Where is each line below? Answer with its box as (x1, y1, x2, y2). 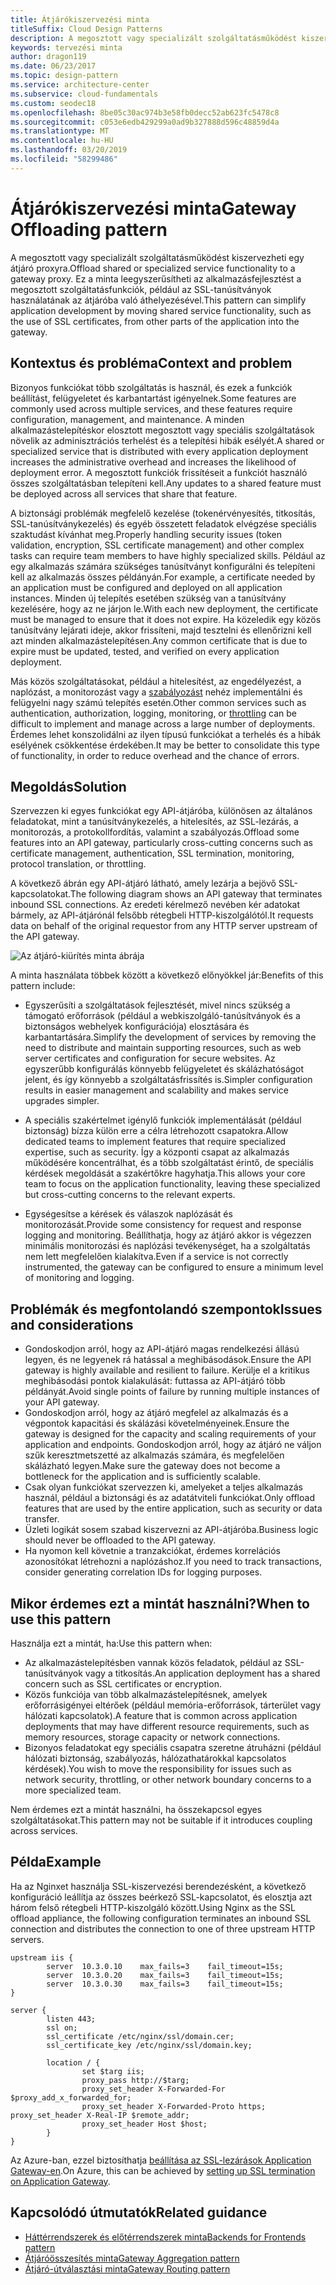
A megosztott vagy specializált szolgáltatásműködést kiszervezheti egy (10, 251, 305, 263)
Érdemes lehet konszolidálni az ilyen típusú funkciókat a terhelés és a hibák (10, 728, 322, 740)
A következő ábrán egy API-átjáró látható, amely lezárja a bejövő (10, 877, 277, 890)
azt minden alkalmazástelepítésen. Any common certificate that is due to (10, 634, 308, 646)
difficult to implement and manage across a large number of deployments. (10, 717, 316, 730)
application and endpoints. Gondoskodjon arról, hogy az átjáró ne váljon (24, 1439, 322, 1451)
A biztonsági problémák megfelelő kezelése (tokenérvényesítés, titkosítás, (10, 507, 316, 519)
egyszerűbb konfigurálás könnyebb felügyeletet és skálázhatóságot (24, 1063, 305, 1075)
